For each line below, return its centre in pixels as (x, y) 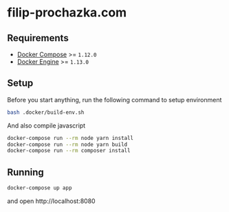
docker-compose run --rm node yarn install (70, 138)
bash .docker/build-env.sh (46, 112)
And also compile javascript (46, 126)
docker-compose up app (40, 188)
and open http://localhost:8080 (51, 201)
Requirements (38, 38)
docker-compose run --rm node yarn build (67, 144)
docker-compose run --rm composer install (69, 151)
